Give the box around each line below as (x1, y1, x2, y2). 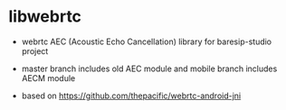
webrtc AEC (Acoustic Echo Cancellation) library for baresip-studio (21, 36, 272, 47)
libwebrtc (8, 6, 82, 27)
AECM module (21, 72, 76, 83)
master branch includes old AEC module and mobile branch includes (21, 63, 278, 74)
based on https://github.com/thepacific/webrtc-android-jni (21, 90, 242, 101)
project (21, 45, 49, 56)
